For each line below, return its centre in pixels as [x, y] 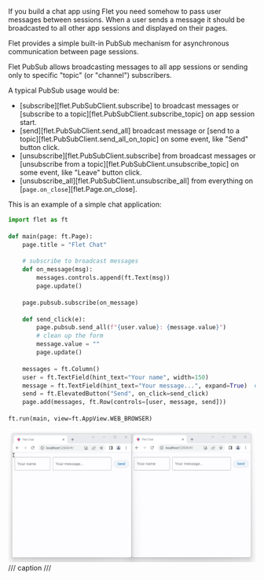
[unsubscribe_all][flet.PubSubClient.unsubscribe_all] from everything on [136, 181]
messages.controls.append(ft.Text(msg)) [103, 278]
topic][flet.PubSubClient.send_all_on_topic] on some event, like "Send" [134, 139]
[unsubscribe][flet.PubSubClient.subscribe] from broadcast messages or [137, 156]
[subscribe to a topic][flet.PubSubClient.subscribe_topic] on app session [137, 114]
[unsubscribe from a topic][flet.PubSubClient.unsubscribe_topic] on [129, 164]
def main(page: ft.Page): [50, 236]
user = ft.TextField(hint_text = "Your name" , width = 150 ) [116, 377]
